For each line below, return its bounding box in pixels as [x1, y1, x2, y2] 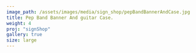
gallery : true [6, 32, 43, 38]
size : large [6, 37, 37, 43]
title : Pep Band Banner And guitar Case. [6, 15, 114, 21]
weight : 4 [6, 20, 32, 26]
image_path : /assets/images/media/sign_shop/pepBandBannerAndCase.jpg [6, 9, 190, 15]
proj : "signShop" [6, 26, 51, 32]
